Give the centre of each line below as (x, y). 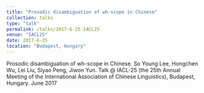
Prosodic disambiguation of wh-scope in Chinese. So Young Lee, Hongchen (102, 63)
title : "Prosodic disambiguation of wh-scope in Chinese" (82, 12)
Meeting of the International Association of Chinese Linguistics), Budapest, (101, 76)
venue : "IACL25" (27, 35)
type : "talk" (23, 23)
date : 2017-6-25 (27, 40)
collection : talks (30, 18)
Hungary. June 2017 (32, 83)
